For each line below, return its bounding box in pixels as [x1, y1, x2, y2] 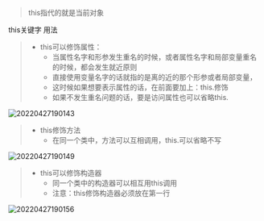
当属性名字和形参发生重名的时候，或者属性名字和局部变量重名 [52, 52, 258, 61]
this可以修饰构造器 [39, 169, 102, 177]
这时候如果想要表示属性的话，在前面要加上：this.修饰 [52, 82, 229, 92]
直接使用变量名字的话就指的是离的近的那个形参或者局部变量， [52, 73, 258, 81]
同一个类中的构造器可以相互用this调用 [52, 178, 178, 188]
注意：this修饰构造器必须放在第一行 [52, 189, 171, 198]
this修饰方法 [39, 125, 81, 135]
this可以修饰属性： [39, 42, 102, 52]
